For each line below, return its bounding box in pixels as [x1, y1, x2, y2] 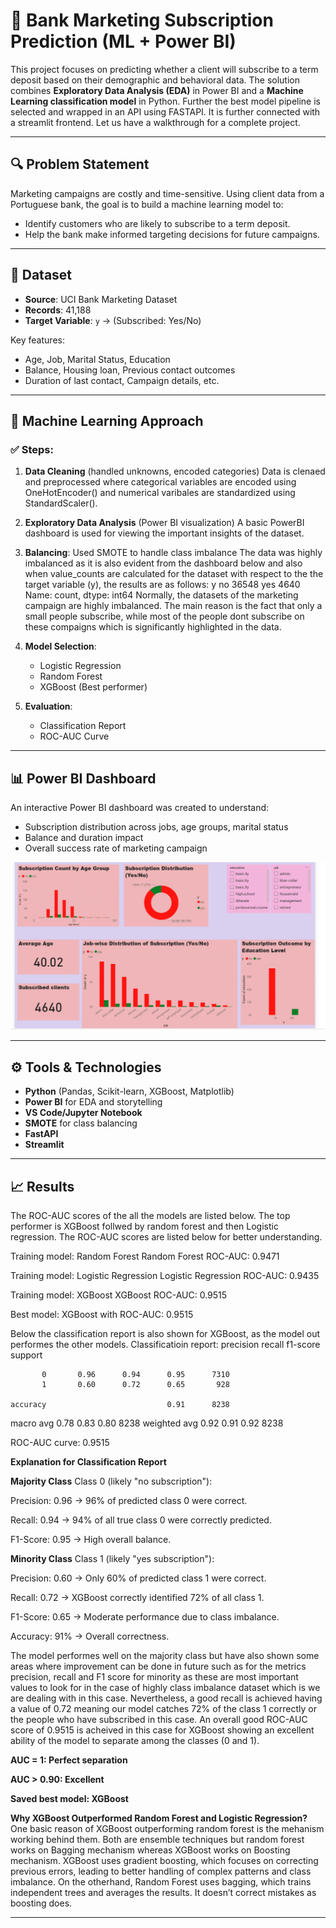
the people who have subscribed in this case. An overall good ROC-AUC [10, 1713, 308, 1725]
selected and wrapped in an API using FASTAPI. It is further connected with [10, 105, 321, 118]
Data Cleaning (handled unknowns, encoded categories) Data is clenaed [24, 465, 326, 478]
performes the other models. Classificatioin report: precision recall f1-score [10, 1338, 321, 1350]
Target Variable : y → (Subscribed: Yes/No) [24, 314, 202, 326]
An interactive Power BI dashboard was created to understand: [10, 802, 270, 814]
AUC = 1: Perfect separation [10, 1754, 128, 1766]
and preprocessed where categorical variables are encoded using [24, 476, 297, 488]
